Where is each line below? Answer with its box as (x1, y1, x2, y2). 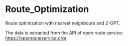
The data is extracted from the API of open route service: (5, 29, 123, 35)
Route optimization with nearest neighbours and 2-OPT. (5, 20, 120, 26)
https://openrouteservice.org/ (5, 35, 67, 41)
